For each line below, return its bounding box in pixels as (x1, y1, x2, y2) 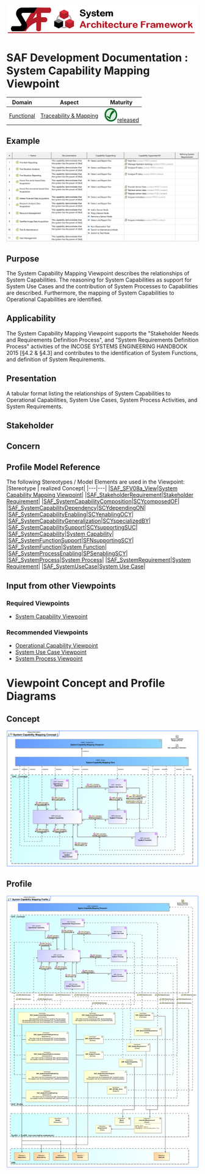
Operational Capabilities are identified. (6, 296, 103, 303)
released (117, 116, 139, 124)
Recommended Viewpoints (6, 628, 88, 637)
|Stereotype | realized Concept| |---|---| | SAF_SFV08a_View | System (6, 485, 178, 492)
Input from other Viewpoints (6, 580, 116, 591)
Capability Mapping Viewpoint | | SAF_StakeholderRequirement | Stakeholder (6, 492, 194, 499)
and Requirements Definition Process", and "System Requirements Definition (6, 336, 199, 343)
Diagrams (6, 689, 57, 703)
